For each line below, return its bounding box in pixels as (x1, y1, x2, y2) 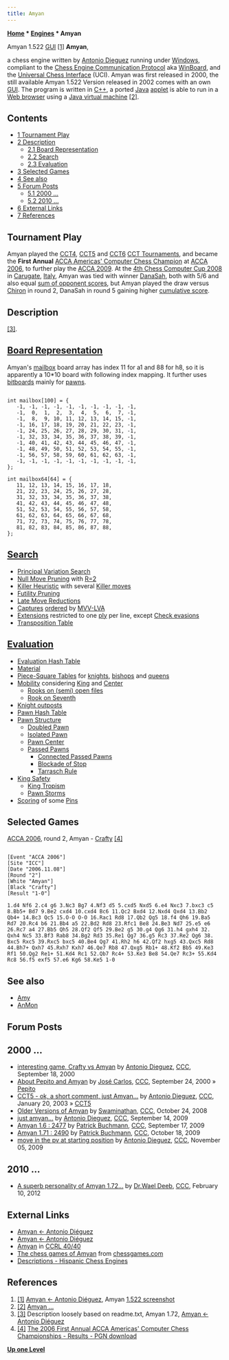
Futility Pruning (17, 589, 61, 597)
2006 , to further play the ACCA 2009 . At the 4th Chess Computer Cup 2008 (7, 264, 222, 273)
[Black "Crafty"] (7, 884, 57, 891)
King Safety (17, 774, 51, 782)
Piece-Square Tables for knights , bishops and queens (17, 671, 170, 680)
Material (17, 664, 41, 672)
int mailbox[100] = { (7, 397, 69, 404)
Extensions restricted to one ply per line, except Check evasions (17, 611, 199, 619)
